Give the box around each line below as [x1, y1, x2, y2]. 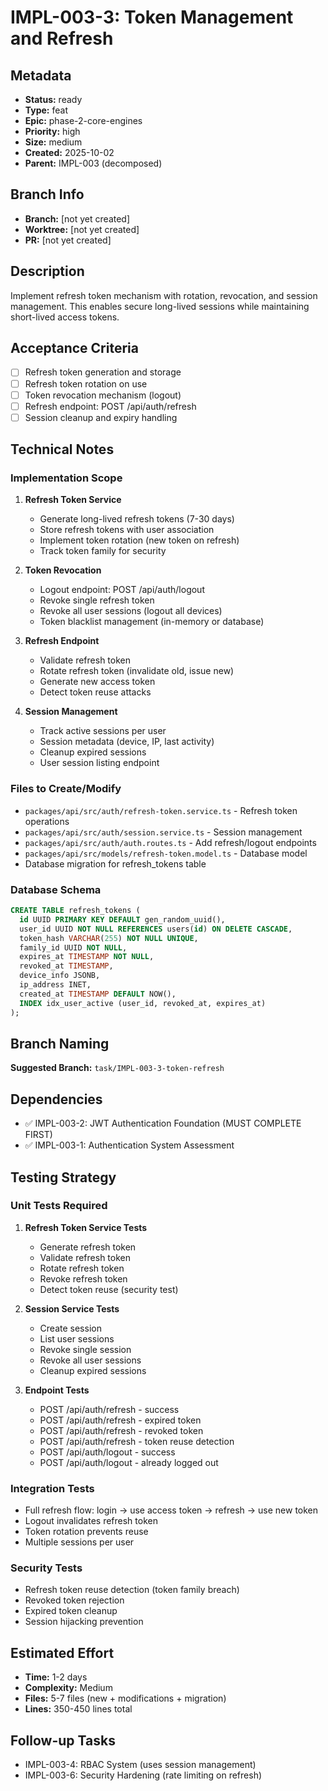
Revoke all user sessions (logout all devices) [39, 605, 223, 617]
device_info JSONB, [19, 971, 101, 981]
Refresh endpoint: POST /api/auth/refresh [24, 400, 197, 412]
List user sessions [39, 1332, 115, 1345]
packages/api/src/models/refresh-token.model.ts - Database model [24, 847, 308, 859]
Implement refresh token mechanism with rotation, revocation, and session [10, 289, 318, 301]
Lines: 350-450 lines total [24, 1703, 133, 1715]
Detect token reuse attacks [39, 686, 152, 698]
